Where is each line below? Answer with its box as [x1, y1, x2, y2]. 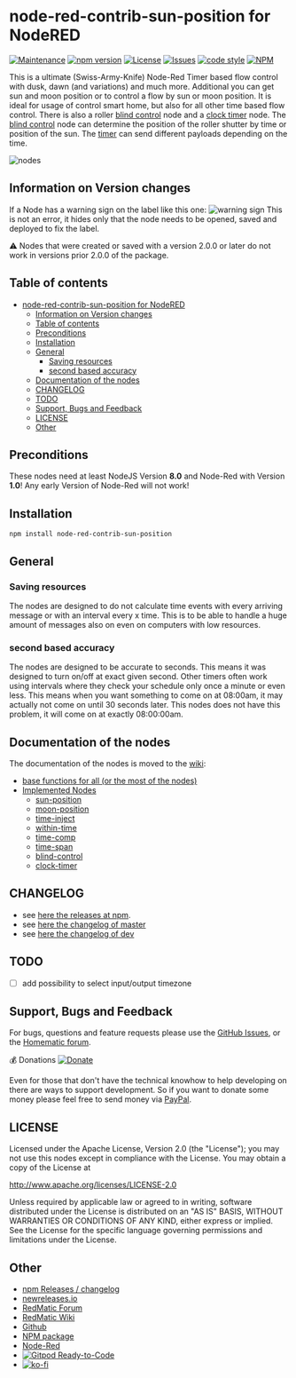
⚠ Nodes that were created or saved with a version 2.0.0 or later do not [9, 240, 272, 250]
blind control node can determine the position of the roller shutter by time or [9, 118, 287, 130]
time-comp [35, 832, 76, 843]
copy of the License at [9, 1162, 91, 1173]
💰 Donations [9, 1055, 57, 1065]
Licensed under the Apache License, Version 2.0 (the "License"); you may [9, 1144, 280, 1154]
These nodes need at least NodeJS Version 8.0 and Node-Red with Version [9, 471, 285, 481]
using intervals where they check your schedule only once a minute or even [9, 681, 286, 692]
